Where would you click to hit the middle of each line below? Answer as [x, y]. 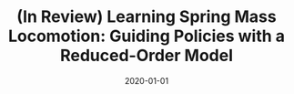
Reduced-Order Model [147, 56]
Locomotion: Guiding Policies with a [147, 36]
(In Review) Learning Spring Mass [147, 17]
